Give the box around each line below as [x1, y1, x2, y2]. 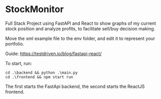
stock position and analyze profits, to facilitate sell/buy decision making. [5, 25, 155, 31]
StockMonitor [5, 4, 64, 15]
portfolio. [5, 40, 24, 46]
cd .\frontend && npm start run [5, 74, 73, 79]
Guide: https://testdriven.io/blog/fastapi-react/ [5, 51, 102, 57]
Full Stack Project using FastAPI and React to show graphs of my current [5, 20, 156, 26]
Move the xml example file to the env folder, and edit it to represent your [5, 35, 155, 41]
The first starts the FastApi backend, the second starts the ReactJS [5, 83, 145, 89]
